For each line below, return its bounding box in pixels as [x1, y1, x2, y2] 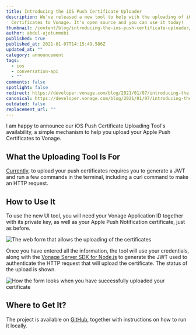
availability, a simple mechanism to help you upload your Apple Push [6, 129, 171, 136]
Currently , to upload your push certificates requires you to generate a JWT [6, 167, 185, 174]
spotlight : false [6, 85, 48, 91]
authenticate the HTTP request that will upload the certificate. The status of [6, 260, 188, 267]
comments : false [6, 80, 45, 85]
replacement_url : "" [6, 106, 57, 112]
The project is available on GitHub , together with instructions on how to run [6, 316, 187, 323]
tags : [6, 57, 19, 63]
